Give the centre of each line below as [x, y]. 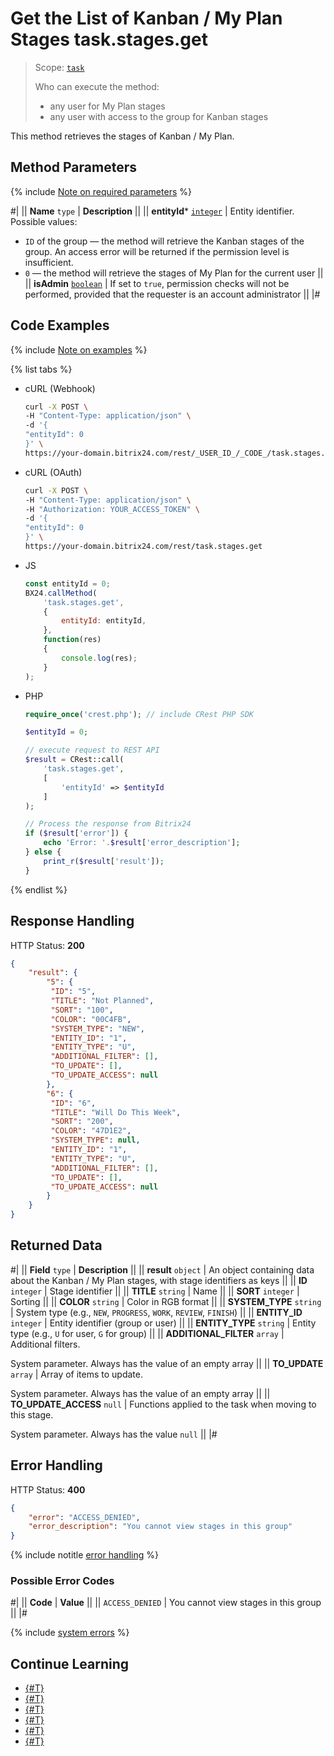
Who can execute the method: [97, 86]
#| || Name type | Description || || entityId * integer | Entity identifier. [152, 211]
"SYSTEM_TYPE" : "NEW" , [97, 1028]
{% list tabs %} [41, 369]
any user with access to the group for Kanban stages [159, 116]
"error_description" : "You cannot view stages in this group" [160, 1527]
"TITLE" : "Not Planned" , [102, 1001]
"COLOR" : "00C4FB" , [91, 1019]
